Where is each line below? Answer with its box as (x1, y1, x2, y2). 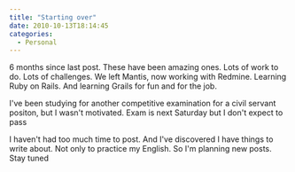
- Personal (17, 37, 58, 47)
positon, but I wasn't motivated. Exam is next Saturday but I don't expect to (9, 107, 283, 118)
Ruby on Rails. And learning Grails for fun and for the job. (9, 81, 217, 91)
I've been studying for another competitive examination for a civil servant (9, 98, 276, 109)
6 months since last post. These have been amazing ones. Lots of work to (9, 62, 279, 73)
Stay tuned (9, 152, 49, 164)
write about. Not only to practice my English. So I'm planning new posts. (9, 144, 272, 154)
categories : (9, 29, 53, 38)
